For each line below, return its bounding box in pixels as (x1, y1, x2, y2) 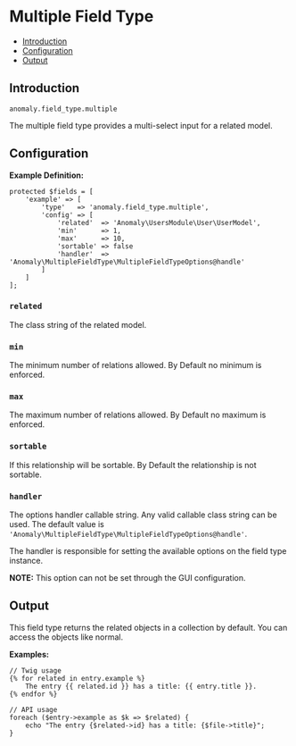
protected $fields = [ (9, 187, 94, 196)
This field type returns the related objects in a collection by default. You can (9, 622, 288, 633)
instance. (9, 556, 44, 566)
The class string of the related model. (9, 319, 147, 330)
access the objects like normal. (9, 632, 123, 642)
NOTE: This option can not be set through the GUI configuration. (9, 573, 246, 583)
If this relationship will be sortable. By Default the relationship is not (9, 459, 257, 470)
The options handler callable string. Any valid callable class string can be (9, 509, 278, 520)
